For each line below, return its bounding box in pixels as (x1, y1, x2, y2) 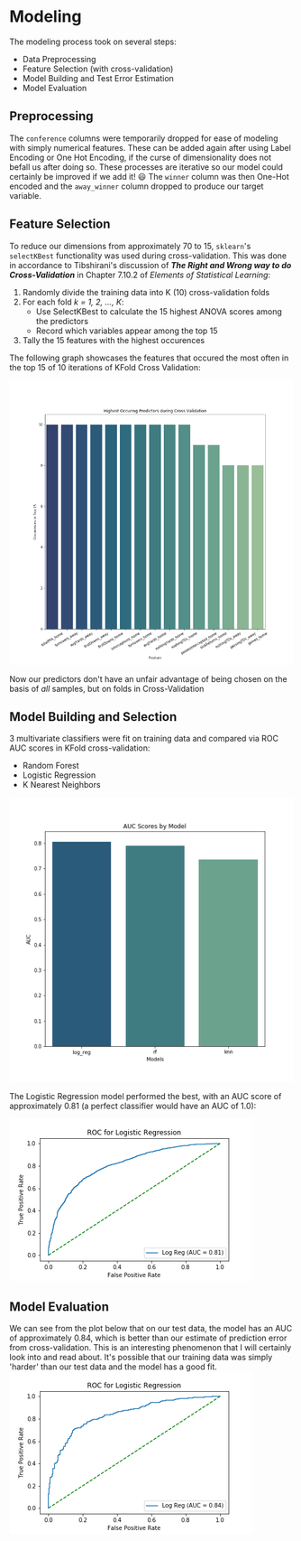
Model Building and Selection (9, 709, 178, 724)
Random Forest (22, 761, 79, 771)
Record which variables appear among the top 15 (35, 325, 218, 336)
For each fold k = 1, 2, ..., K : (22, 296, 124, 307)
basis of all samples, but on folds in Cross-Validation (9, 683, 205, 694)
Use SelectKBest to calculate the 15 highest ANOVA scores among (35, 305, 282, 317)
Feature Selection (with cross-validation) (22, 63, 174, 74)
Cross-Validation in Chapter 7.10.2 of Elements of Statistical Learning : (9, 269, 271, 280)
